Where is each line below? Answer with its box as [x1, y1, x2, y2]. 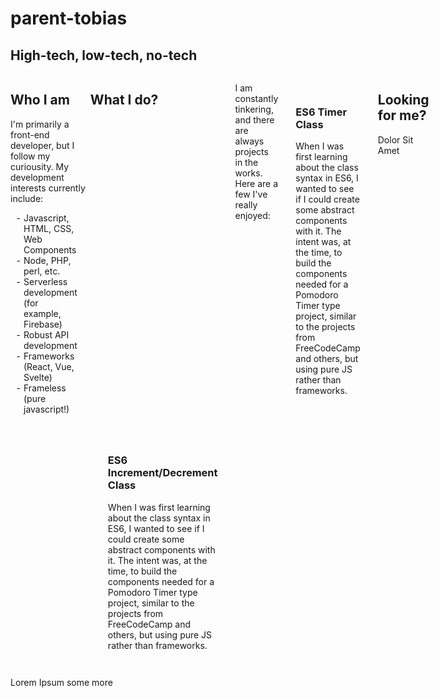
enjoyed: [234, 210, 271, 221]
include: [10, 192, 44, 204]
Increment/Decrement [107, 466, 218, 480]
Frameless [23, 382, 67, 394]
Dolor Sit [377, 133, 414, 146]
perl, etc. [23, 265, 61, 277]
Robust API [23, 328, 70, 341]
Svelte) [23, 371, 53, 383]
